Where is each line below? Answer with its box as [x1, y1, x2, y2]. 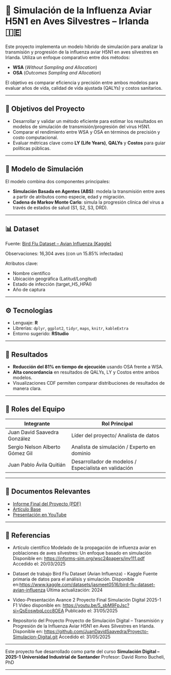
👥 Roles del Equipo [5, 405, 65, 414]
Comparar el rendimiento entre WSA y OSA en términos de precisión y [12, 129, 160, 135]
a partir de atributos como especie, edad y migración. [12, 193, 126, 199]
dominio [71, 449, 91, 457]
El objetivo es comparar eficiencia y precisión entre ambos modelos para [5, 79, 159, 86]
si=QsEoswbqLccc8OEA [12, 608, 65, 614]
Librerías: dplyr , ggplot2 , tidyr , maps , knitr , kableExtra [12, 325, 129, 331]
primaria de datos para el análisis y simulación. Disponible [12, 576, 135, 582]
